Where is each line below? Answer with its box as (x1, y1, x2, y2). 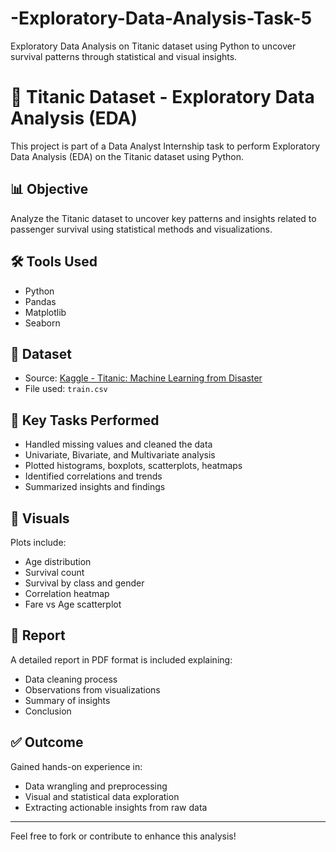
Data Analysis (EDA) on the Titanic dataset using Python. (10, 150, 245, 162)
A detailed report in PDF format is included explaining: (10, 653, 233, 666)
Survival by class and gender (24, 577, 145, 589)
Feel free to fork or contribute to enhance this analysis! (10, 830, 237, 842)
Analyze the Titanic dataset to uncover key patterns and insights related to (10, 212, 317, 224)
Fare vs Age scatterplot (24, 598, 122, 610)
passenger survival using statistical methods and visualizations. (10, 223, 273, 235)
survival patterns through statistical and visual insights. (10, 50, 238, 62)
